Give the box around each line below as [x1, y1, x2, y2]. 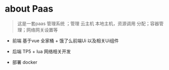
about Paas [5, 3, 54, 15]
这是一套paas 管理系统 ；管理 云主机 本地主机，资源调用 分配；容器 [17, 20, 159, 26]
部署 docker [12, 59, 38, 65]
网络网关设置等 [26, 26, 58, 33]
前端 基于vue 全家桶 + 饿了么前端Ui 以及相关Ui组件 [12, 38, 119, 44]
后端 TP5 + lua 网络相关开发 [12, 48, 71, 54]
